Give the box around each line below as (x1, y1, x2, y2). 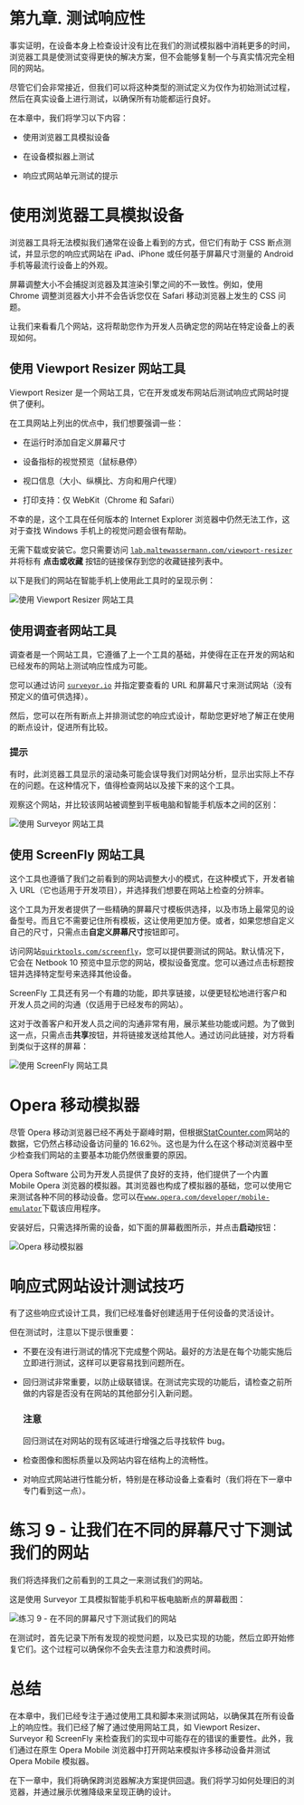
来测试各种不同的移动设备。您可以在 (9, 1191, 145, 1202)
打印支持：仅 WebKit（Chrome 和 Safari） (22, 494, 179, 505)
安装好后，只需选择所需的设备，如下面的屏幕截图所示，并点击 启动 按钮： (9, 1222, 279, 1233)
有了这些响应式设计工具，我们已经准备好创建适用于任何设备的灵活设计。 (9, 1308, 279, 1319)
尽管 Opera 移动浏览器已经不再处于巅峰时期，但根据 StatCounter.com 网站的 (9, 1127, 290, 1138)
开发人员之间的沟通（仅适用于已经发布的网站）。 (9, 998, 188, 1010)
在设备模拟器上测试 (22, 150, 95, 161)
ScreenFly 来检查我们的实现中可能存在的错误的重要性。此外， (55, 1733, 286, 1743)
